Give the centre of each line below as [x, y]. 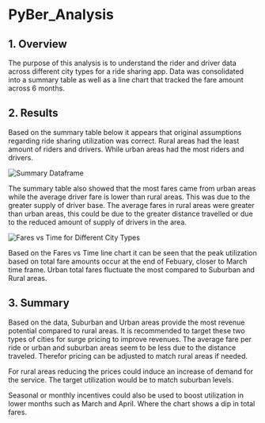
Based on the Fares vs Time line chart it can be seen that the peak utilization [132, 252]
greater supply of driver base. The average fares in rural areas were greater [131, 205]
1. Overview [38, 44]
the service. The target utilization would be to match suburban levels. [121, 379]
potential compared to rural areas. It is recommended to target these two [127, 330]
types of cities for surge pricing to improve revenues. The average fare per [130, 339]
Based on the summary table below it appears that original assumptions [125, 132]
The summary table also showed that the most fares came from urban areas [132, 188]
